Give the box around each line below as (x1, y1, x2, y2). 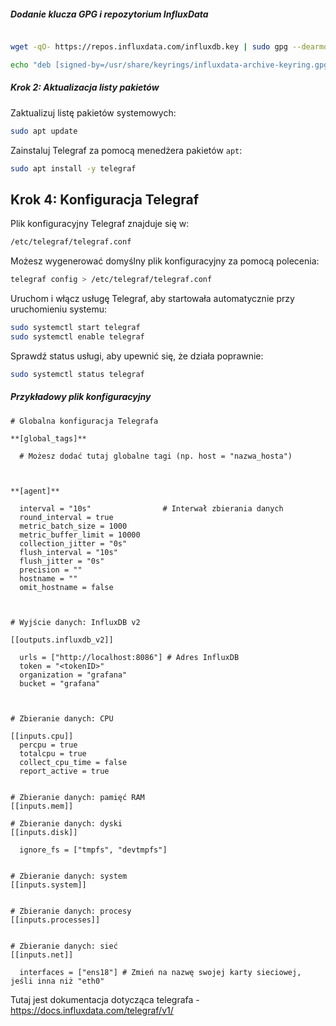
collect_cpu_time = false (19, 757, 128, 767)
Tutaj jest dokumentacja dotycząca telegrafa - (10, 993, 200, 1005)
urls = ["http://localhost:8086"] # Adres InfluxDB (19, 652, 240, 662)
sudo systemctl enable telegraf (10, 331, 145, 342)
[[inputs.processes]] (10, 915, 101, 925)
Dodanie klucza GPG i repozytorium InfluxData (10, 8, 209, 20)
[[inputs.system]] (10, 880, 87, 890)
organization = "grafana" (19, 670, 128, 680)
